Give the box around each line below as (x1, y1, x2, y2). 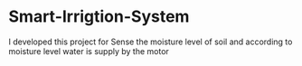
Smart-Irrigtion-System (8, 6, 190, 27)
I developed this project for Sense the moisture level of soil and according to (8, 36, 293, 47)
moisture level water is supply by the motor (8, 45, 169, 56)
